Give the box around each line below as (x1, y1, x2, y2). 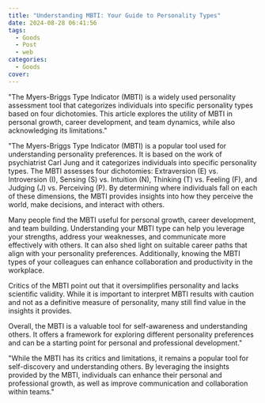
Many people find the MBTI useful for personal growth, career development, (8, 215, 256, 224)
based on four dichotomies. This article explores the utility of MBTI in (8, 108, 233, 119)
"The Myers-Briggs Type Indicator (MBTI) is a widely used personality (8, 92, 236, 101)
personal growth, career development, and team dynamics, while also (8, 117, 236, 126)
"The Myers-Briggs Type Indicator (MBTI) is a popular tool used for (8, 141, 227, 150)
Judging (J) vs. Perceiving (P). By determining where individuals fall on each (8, 183, 258, 192)
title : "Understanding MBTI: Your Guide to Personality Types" (8, 11, 221, 20)
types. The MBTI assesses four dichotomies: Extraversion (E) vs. (8, 166, 219, 175)
